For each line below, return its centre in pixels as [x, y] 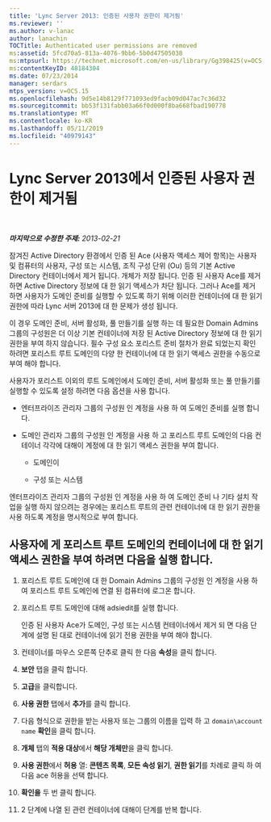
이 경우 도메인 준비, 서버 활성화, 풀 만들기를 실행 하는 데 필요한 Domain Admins [134, 323]
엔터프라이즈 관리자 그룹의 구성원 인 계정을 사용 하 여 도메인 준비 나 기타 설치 [129, 497]
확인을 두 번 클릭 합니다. [58, 793]
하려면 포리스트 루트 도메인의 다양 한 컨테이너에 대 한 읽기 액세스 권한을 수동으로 [135, 353]
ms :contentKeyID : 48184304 [54, 69]
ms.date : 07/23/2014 [44, 76]
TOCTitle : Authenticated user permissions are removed [103, 46]
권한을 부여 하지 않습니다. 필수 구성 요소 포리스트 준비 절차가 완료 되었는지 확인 [133, 343]
